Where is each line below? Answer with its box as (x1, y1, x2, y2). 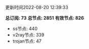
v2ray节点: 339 (12, 32, 45, 37)
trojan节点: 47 (12, 38, 42, 44)
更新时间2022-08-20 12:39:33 (5, 4, 68, 10)
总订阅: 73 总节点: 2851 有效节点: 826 (5, 15, 84, 21)
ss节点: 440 (12, 25, 38, 31)
